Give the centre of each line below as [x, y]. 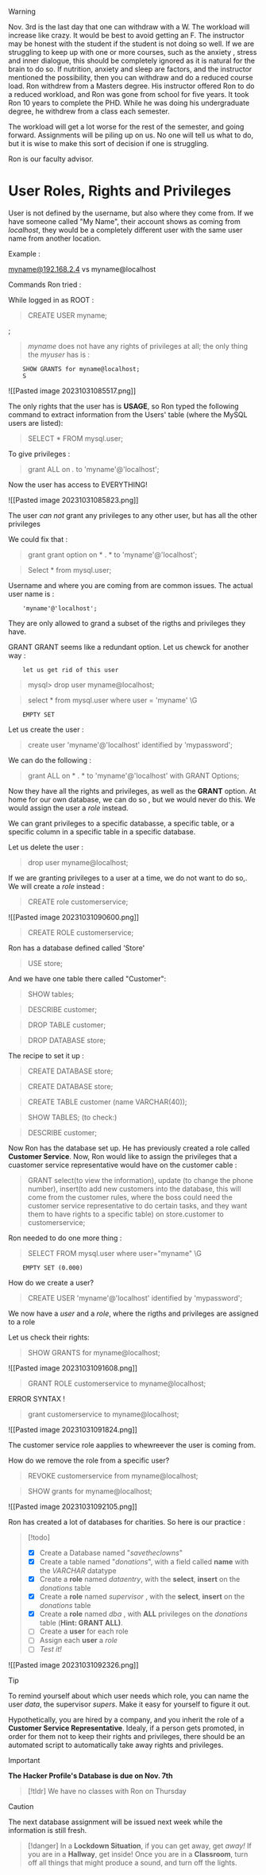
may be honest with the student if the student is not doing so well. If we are [131, 44]
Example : [25, 253]
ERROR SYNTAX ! [37, 1398]
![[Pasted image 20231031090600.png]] [74, 917]
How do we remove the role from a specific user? [89, 1460]
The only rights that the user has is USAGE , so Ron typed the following [124, 406]
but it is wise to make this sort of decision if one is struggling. [108, 143]
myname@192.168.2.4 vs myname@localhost [82, 269]
